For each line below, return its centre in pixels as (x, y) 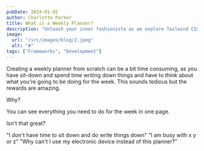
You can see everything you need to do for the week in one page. (88, 111)
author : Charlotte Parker (39, 18)
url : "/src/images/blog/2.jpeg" (53, 40)
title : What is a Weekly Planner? (50, 23)
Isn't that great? (26, 123)
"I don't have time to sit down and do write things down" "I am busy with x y (101, 135)
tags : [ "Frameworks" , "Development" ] (54, 52)
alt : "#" (23, 46)
